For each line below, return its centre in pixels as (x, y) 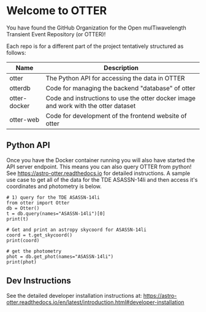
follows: (16, 52)
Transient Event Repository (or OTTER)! (56, 34)
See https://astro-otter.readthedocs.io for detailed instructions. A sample (98, 173)
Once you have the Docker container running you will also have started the (101, 160)
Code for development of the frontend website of (116, 115)
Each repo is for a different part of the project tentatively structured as (95, 46)
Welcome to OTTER (57, 11)
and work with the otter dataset (91, 106)
